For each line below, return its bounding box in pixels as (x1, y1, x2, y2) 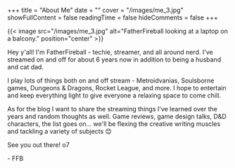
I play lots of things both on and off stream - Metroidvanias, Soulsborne (7, 76, 215, 85)
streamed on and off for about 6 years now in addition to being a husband (7, 55, 222, 64)
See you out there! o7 (7, 141, 70, 149)
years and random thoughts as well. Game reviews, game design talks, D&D (7, 112, 227, 120)
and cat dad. (7, 63, 44, 71)
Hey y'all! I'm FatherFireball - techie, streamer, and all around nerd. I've (7, 48, 213, 56)
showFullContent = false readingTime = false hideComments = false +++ (7, 13, 218, 22)
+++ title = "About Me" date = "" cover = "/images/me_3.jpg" (7, 6, 184, 14)
